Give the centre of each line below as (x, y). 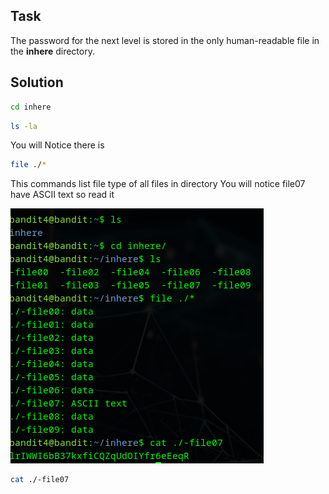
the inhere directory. (52, 51)
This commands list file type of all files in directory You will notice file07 (158, 184)
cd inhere (31, 107)
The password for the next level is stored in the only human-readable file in (165, 40)
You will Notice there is (57, 145)
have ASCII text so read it (62, 195)
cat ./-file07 (40, 480)
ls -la (24, 126)
